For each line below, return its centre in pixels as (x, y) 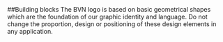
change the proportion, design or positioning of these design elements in (112, 24)
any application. (30, 31)
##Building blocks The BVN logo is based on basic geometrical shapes (109, 9)
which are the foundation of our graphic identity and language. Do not (107, 17)
